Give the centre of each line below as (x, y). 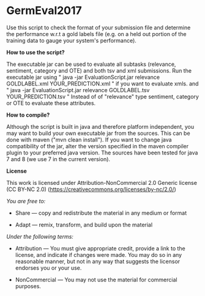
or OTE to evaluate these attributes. (51, 103)
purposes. (28, 286)
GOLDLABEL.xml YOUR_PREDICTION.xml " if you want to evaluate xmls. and (102, 84)
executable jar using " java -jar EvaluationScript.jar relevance (83, 77)
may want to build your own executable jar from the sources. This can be (99, 133)
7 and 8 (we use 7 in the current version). (58, 159)
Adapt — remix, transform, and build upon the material (84, 225)
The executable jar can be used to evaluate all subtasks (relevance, (91, 64)
